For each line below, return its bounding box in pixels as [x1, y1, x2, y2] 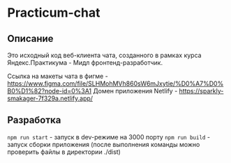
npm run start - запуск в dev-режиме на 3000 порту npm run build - [7, 132, 211, 141]
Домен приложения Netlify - [93, 87, 178, 95]
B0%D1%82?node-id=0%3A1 [7, 87, 92, 95]
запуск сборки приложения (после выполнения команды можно [7, 140, 200, 148]
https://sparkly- [179, 87, 224, 95]
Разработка [7, 114, 61, 126]
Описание [7, 33, 54, 45]
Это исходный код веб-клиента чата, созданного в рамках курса [7, 51, 202, 59]
